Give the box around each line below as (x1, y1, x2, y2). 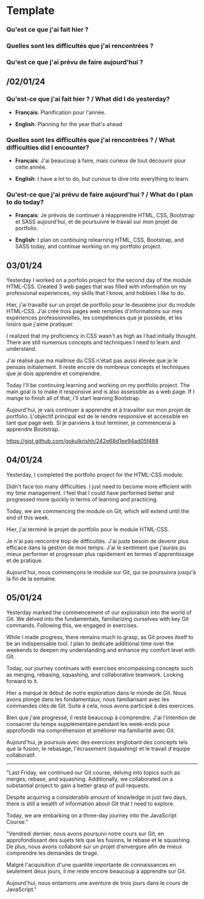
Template (6, 4, 55, 18)
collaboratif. (6, 751, 36, 759)
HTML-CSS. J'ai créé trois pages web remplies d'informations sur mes (6, 308, 183, 315)
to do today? (6, 198, 44, 206)
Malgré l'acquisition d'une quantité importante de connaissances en (6, 861, 176, 868)
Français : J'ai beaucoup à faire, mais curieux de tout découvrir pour (15, 157, 186, 164)
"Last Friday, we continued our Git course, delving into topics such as (6, 768, 180, 776)
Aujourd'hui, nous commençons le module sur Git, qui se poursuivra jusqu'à (6, 568, 196, 575)
